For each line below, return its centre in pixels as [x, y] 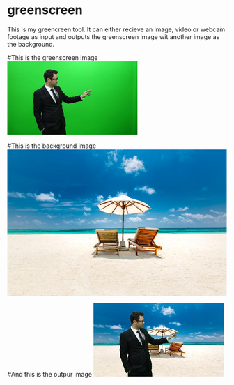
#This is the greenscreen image [53, 57]
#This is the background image [52, 146]
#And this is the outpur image [50, 374]
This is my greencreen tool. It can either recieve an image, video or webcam [116, 29]
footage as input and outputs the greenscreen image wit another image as [114, 36]
